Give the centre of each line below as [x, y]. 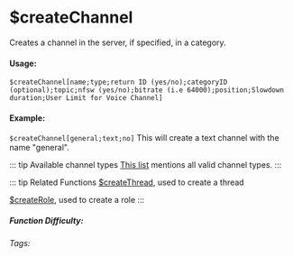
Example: [27, 118]
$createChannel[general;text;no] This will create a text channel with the [144, 138]
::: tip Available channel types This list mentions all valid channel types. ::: [146, 165]
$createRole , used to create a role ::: [77, 200]
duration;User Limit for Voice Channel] [87, 98]
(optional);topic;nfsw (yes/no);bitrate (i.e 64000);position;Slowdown [146, 90]
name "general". [39, 148]
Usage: [23, 63]
